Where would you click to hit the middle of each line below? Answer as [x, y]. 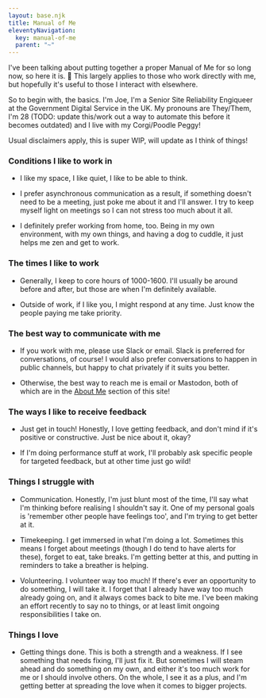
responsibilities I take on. [60, 614]
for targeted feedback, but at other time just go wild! [105, 462]
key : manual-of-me [46, 38]
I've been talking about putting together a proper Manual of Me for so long [130, 67]
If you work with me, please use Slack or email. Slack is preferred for [132, 351]
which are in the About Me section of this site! [95, 391]
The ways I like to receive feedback [77, 412]
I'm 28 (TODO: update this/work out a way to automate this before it [119, 117]
